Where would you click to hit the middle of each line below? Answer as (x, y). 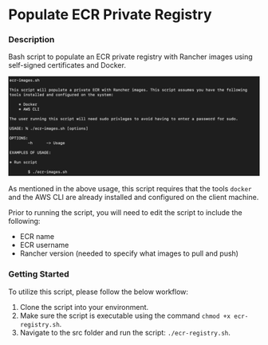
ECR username (44, 245)
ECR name (37, 237)
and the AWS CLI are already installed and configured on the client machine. (134, 198)
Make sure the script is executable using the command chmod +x (125, 316)
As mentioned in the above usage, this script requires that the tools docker (130, 189)
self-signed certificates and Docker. (67, 65)
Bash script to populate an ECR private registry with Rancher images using (130, 57)
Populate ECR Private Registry (110, 15)
